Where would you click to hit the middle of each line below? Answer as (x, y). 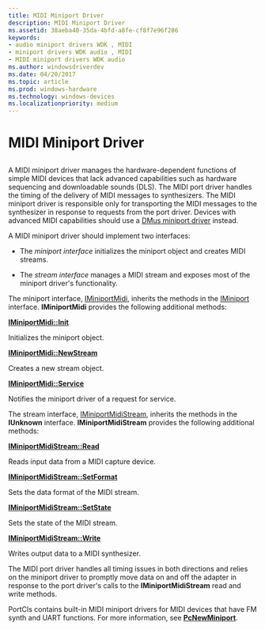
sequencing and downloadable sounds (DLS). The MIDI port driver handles (130, 187)
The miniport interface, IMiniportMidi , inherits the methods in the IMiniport (129, 298)
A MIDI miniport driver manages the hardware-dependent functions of (122, 170)
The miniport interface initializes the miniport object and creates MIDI (132, 251)
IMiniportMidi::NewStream (53, 353)
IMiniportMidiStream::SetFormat (63, 477)
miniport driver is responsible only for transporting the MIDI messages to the (133, 203)
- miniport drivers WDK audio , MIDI (70, 52)
